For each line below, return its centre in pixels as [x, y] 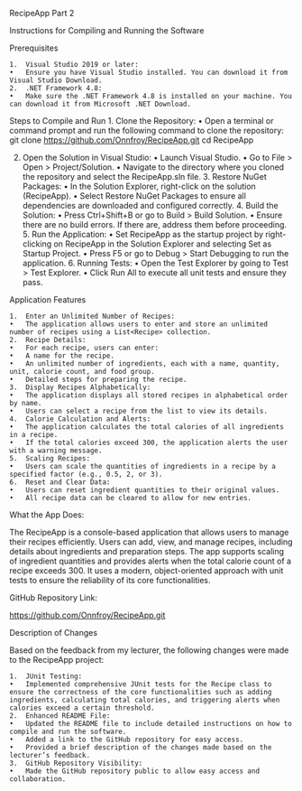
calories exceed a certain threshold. [82, 708]
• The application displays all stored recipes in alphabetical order [149, 395]
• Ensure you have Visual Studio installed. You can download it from [149, 72]
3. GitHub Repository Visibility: [76, 763]
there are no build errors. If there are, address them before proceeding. [154, 224]
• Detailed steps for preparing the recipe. [98, 379]
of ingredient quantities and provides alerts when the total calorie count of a [150, 561]
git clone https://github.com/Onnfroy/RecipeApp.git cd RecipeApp [132, 140]
